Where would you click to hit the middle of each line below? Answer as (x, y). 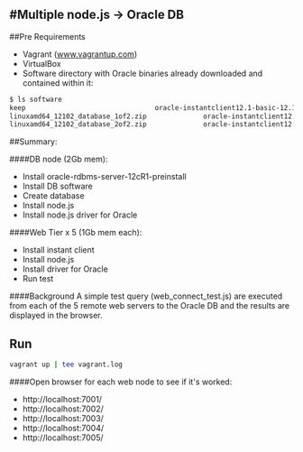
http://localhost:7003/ (63, 418)
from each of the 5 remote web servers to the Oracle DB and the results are (150, 306)
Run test (38, 279)
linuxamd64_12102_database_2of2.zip (78, 125)
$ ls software (36, 99)
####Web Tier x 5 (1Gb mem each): (76, 233)
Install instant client (58, 250)
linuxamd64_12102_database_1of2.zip (78, 116)
